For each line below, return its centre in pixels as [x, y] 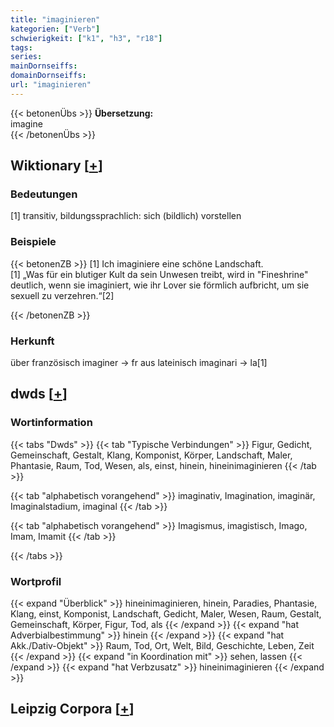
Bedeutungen [44, 194]
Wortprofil [36, 581]
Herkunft [32, 341]
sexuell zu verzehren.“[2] [62, 295]
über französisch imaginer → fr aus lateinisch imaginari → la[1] [139, 363]
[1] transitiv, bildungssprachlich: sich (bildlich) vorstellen [126, 216]
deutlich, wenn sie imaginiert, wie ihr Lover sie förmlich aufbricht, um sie [160, 285]
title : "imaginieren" [55, 19]
